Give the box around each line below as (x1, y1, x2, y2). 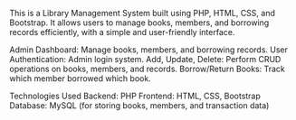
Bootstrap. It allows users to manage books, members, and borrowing (9, 17, 270, 28)
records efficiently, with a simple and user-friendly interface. (9, 27, 235, 37)
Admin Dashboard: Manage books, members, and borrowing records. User (9, 44, 288, 55)
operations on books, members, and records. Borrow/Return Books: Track (9, 63, 285, 74)
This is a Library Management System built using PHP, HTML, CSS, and (9, 8, 276, 18)
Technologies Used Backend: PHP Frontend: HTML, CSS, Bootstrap (9, 90, 261, 101)
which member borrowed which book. (9, 73, 151, 84)
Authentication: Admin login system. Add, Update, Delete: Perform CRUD (9, 54, 282, 64)
